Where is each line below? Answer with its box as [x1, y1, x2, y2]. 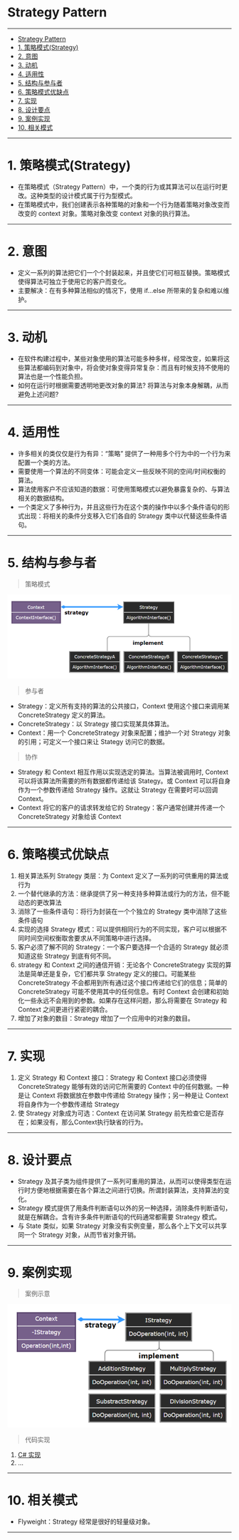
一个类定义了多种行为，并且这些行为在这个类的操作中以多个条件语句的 [17, 502, 224, 511]
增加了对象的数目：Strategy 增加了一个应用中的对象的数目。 [17, 1013, 194, 1023]
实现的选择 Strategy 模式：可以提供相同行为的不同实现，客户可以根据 [17, 924, 221, 934]
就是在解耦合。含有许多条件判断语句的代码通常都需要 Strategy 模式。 [17, 1212, 221, 1221]
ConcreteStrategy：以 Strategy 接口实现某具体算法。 [17, 719, 173, 728]
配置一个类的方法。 [17, 458, 75, 467]
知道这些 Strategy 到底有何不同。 [17, 951, 115, 960]
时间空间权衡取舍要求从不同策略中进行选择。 [23, 934, 155, 942]
